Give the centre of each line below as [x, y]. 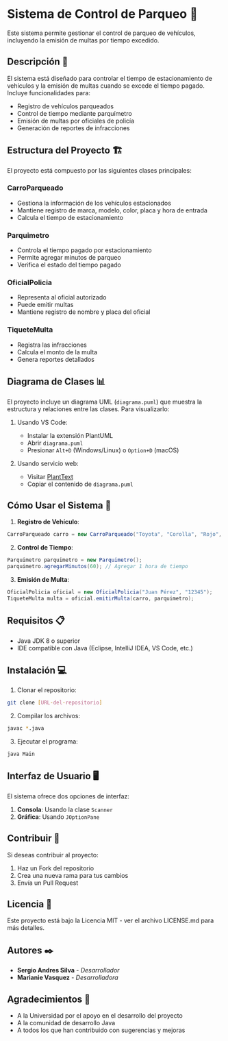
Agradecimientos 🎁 [49, 999]
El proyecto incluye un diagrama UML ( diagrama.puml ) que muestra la [105, 402]
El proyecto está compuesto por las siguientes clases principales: [99, 170]
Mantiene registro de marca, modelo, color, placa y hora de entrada [112, 210]
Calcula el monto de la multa [57, 352]
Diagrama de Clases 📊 [56, 382]
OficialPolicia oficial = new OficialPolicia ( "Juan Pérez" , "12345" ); [110, 592]
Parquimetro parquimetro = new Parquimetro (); [75, 560]
